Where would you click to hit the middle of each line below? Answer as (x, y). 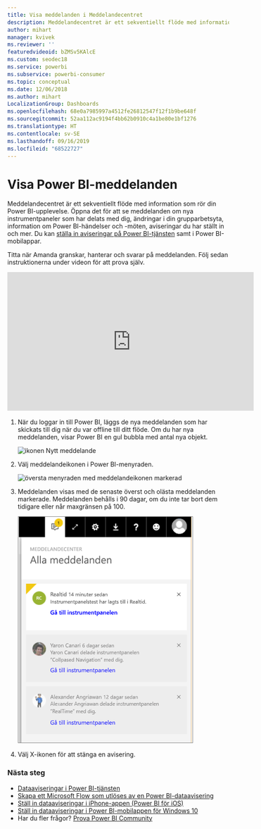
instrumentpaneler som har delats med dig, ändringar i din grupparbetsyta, (115, 219)
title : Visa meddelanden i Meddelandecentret (75, 15)
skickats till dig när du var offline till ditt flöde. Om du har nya (106, 430)
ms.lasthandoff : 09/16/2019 (49, 141)
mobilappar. (25, 241)
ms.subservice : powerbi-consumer (56, 74)
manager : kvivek (31, 37)
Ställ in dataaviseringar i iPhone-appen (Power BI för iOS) (101, 803)
